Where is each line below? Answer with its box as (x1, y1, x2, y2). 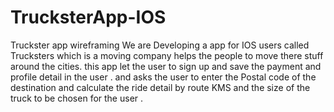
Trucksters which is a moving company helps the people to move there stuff (10, 49, 324, 61)
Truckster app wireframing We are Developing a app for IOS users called (10, 39, 310, 51)
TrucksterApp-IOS (10, 6, 167, 29)
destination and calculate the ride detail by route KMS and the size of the (10, 81, 311, 93)
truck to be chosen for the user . (10, 92, 144, 104)
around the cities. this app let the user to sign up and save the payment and (10, 60, 322, 72)
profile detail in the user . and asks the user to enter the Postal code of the (10, 71, 317, 83)
